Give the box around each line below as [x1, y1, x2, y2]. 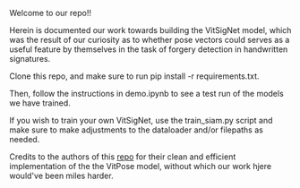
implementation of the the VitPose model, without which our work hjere [9, 161, 271, 171]
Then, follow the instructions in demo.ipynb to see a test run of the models [9, 89, 284, 98]
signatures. [9, 54, 51, 64]
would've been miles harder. [9, 170, 114, 181]
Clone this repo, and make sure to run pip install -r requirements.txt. [9, 71, 260, 81]
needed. [9, 134, 40, 144]
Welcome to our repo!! [9, 8, 92, 18]
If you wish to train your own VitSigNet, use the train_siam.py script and [9, 115, 273, 125]
